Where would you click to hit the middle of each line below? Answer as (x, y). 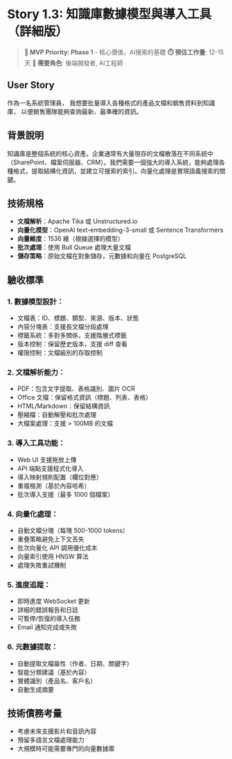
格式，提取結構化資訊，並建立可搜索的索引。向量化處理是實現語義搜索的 (116, 171)
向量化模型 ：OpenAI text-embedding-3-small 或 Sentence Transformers (120, 230)
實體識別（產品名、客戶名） (57, 681)
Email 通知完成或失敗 (47, 627)
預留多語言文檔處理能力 (51, 740)
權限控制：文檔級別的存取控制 (60, 353)
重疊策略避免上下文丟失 (51, 539)
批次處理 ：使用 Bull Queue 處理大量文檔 (74, 248)
